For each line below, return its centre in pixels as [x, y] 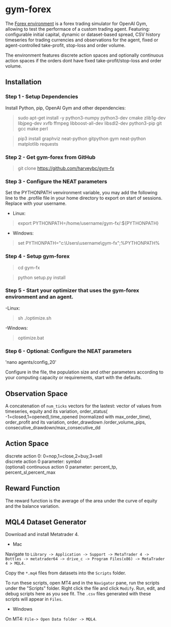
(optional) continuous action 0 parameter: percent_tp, [61, 467]
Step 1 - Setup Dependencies [42, 97]
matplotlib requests [38, 144]
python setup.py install [42, 277]
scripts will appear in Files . [34, 599]
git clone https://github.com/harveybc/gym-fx [66, 168]
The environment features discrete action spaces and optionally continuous [84, 55]
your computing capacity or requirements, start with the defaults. [74, 378]
